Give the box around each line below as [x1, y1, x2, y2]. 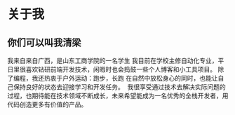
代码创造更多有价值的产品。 [7, 100, 88, 109]
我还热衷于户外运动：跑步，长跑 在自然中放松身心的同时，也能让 [31, 74, 218, 82]
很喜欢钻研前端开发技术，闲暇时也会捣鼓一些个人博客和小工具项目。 [19, 65, 216, 74]
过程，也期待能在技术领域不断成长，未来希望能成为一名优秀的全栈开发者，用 [7, 92, 229, 100]
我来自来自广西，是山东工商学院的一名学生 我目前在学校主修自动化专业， [7, 57, 218, 65]
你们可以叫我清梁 [7, 36, 81, 48]
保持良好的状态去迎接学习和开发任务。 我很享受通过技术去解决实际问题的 [13, 83, 226, 91]
